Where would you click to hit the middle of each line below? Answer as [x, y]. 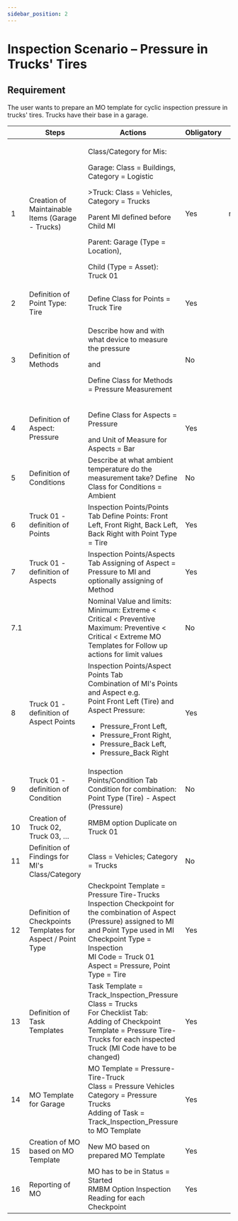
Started [101, 1180]
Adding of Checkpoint [125, 1021]
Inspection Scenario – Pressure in [108, 49]
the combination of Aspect [132, 912]
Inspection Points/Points [128, 507]
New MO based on [119, 1147]
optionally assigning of [126, 580]
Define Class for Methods [131, 380]
